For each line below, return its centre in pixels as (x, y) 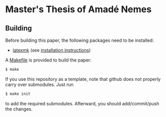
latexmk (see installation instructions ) (52, 50)
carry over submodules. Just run (39, 84)
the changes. (19, 109)
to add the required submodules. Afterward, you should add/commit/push (82, 103)
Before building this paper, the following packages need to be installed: (79, 40)
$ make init (18, 94)
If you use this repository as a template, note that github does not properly (83, 79)
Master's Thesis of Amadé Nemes (78, 9)
